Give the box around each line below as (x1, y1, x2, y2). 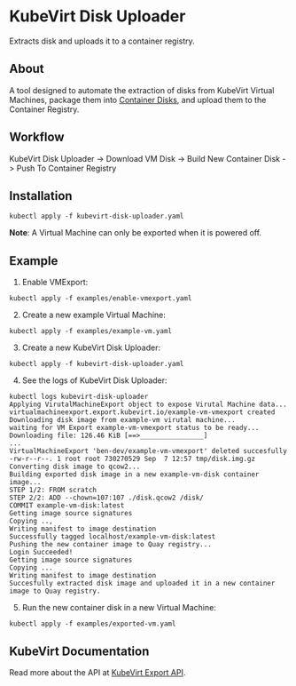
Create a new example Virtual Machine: (21, 309, 167, 321)
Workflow (9, 130, 65, 145)
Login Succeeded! (9, 548, 74, 557)
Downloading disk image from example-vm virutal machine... (9, 416, 237, 425)
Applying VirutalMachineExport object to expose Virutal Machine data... (9, 400, 288, 410)
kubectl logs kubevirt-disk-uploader (9, 393, 149, 402)
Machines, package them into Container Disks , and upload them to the (9, 94, 267, 105)
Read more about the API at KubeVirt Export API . (9, 667, 186, 677)
